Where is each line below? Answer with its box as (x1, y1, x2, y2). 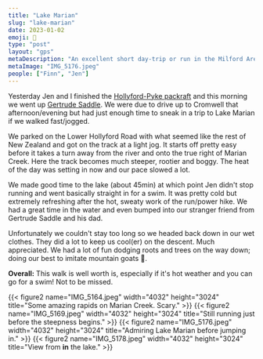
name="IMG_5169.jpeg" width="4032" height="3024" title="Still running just (8, 309, 255, 318)
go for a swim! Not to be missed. (8, 277, 113, 286)
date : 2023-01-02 (8, 26, 65, 34)
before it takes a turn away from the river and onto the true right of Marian (8, 148, 247, 158)
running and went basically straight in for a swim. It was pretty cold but (8, 188, 237, 198)
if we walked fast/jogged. (8, 116, 90, 125)
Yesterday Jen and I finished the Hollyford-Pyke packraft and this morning (8, 91, 248, 100)
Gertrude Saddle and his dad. (8, 213, 103, 223)
